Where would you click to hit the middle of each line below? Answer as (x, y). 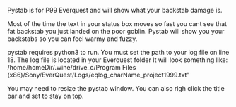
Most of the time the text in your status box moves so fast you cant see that (117, 24)
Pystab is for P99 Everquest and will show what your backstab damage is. (115, 10)
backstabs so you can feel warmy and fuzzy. (72, 39)
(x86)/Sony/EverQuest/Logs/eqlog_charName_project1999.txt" (99, 75)
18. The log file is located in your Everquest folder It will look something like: (118, 60)
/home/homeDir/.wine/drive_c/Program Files (72, 67)
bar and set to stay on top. (46, 96)
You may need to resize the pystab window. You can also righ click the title (116, 88)
